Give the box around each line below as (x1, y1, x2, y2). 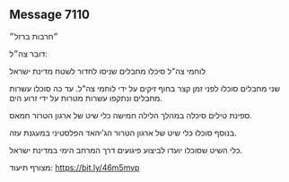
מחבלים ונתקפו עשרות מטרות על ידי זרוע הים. (9, 92, 163, 103)
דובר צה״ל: (9, 48, 48, 59)
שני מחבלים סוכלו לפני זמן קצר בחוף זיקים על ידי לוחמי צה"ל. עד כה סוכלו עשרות (9, 82, 281, 93)
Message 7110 (9, 7, 91, 22)
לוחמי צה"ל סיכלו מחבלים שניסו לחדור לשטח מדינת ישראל (9, 65, 206, 76)
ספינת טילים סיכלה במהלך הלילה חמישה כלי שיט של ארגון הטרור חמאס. (9, 109, 253, 120)
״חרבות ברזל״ (9, 30, 58, 41)
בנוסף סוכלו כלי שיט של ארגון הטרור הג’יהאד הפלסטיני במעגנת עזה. (9, 127, 237, 138)
